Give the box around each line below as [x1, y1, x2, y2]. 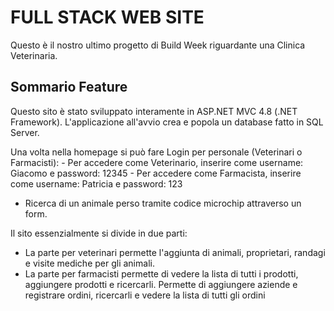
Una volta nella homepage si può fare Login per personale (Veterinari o [10, 146, 303, 158]
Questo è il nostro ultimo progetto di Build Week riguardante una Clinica [10, 39, 306, 51]
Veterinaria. [10, 49, 58, 61]
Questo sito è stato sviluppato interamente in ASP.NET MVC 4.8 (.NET [10, 105, 298, 117]
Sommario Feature [10, 79, 128, 96]
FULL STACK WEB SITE [10, 6, 205, 29]
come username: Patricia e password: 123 [10, 177, 183, 190]
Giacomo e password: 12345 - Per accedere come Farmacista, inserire [10, 167, 302, 179]
